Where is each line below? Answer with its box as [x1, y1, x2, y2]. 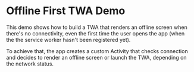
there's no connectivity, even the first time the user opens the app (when [6, 30, 185, 37]
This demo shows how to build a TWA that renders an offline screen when [6, 24, 187, 31]
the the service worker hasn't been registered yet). [6, 36, 131, 43]
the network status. [6, 60, 54, 67]
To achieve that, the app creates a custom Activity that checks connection [6, 47, 189, 54]
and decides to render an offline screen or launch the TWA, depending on [6, 54, 187, 61]
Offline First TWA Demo [6, 4, 126, 18]
